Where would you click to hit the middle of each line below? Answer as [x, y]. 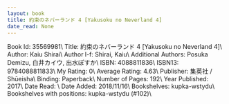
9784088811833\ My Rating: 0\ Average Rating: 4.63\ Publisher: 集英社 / [110, 71]
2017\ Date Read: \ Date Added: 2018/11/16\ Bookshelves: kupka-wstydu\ [111, 86]
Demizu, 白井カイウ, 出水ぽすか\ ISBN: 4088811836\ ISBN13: [93, 63]
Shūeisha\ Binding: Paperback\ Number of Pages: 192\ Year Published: [108, 79]
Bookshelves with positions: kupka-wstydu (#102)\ [80, 94]
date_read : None [30, 26]
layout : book [26, 13]
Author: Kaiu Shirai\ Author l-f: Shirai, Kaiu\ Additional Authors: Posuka [108, 54]
